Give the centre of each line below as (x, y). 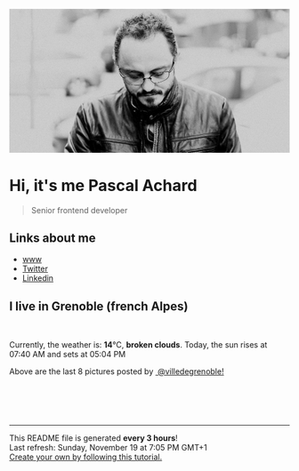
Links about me (53, 238)
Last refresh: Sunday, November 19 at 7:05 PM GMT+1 (108, 448)
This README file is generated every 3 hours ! (93, 438)
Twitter (35, 269)
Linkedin (38, 278)
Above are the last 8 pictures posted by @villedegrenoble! (117, 371)
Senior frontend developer (79, 210)
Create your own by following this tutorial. (86, 457)
